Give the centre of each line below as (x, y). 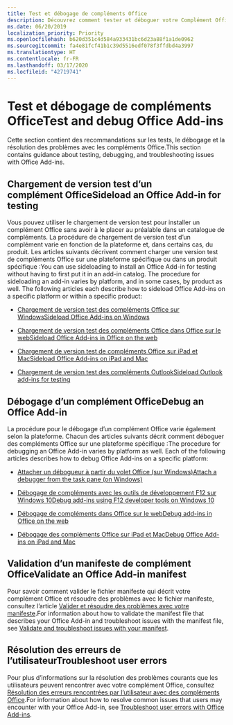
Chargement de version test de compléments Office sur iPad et (107, 351)
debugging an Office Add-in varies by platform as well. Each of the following (116, 451)
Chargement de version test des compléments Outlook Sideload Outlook (120, 372)
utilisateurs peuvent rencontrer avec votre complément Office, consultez (111, 685)
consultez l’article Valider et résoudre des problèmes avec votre (98, 606)
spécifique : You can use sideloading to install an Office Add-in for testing (112, 267)
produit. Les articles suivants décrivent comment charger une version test (113, 252)
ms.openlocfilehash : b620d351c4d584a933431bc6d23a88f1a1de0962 (101, 40)
